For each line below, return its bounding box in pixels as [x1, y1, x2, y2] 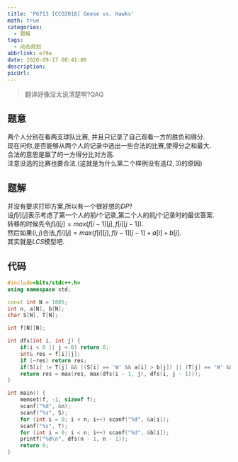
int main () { [7, 390, 46, 397]
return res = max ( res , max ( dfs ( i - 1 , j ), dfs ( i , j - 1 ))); [20, 370, 201, 377]
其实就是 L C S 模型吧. [7, 238, 65, 246]
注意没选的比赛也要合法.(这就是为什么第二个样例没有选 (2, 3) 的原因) [7, 159, 203, 168]
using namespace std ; [7, 286, 72, 293]
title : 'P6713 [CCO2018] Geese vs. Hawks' [7, 10, 135, 18]
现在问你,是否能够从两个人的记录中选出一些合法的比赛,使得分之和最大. [7, 142, 212, 150]
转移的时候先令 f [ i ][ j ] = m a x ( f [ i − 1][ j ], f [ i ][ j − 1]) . [7, 220, 144, 229]
